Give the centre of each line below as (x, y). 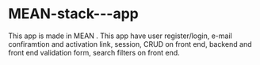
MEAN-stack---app (73, 14)
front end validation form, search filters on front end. (94, 52)
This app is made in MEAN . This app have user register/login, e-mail (120, 36)
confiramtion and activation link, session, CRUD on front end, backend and (130, 44)
